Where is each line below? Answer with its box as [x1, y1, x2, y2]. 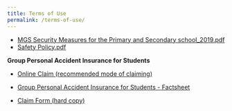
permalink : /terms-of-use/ [7, 17, 85, 23]
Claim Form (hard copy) [17, 96, 85, 104]
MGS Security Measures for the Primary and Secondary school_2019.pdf [17, 35, 225, 43]
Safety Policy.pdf [17, 43, 66, 51]
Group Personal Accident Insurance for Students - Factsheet [17, 83, 190, 91]
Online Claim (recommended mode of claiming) [17, 70, 153, 78]
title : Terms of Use [7, 10, 67, 17]
